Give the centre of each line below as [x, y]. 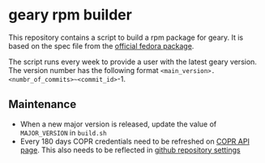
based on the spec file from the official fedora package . [101, 45]
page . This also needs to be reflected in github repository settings [130, 150]
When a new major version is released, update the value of [118, 124]
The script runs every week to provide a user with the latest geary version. [133, 62]
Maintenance [43, 104]
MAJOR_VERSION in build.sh [63, 132]
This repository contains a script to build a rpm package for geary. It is [126, 37]
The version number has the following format [84, 70]
